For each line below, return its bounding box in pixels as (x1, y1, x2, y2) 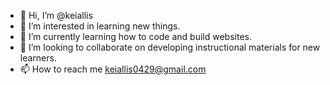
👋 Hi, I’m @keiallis (19, 10, 93, 21)
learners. (19, 52, 57, 64)
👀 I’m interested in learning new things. (19, 20, 181, 32)
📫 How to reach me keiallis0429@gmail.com (19, 63, 207, 75)
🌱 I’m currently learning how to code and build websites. (19, 31, 253, 42)
